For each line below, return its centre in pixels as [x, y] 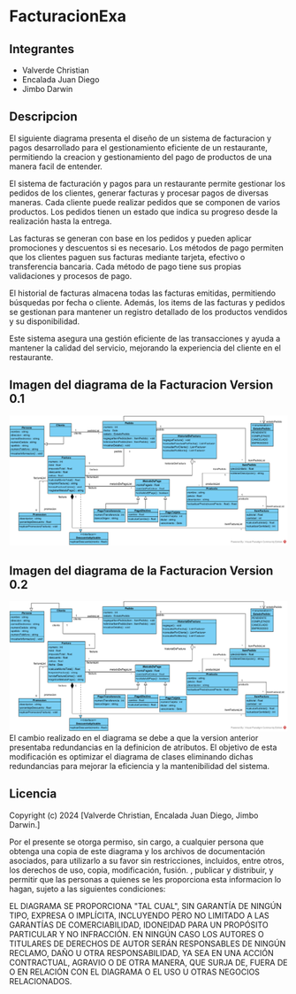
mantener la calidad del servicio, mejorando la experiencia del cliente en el [145, 348]
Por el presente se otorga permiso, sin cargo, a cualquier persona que [137, 842]
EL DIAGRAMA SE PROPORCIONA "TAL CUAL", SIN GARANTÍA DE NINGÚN [146, 905]
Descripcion [43, 117]
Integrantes [42, 49]
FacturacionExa [68, 16]
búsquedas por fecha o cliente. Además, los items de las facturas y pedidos [147, 302]
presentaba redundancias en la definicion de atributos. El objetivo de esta [143, 747]
